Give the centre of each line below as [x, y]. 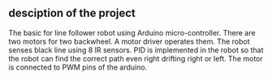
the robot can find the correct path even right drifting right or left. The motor [136, 58]
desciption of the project [72, 13]
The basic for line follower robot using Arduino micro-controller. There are [132, 32]
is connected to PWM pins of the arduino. [78, 67]
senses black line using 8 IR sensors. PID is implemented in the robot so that [136, 50]
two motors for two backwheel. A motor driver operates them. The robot [129, 41]
